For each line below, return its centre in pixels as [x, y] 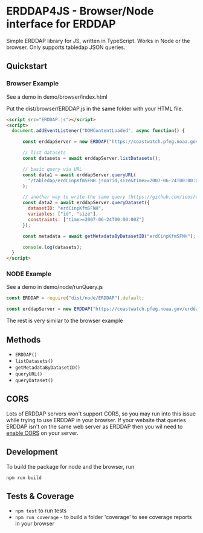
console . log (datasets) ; [52, 247]
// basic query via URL [52, 169]
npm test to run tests [41, 511]
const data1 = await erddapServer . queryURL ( [79, 175]
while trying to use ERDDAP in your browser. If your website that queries [96, 420]
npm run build [24, 478]
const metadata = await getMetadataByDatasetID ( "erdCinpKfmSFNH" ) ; [109, 236]
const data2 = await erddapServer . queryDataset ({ [86, 203]
